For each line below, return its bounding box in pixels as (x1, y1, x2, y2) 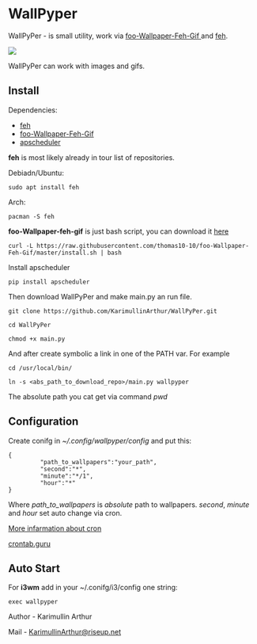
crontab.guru (8, 539, 51, 548)
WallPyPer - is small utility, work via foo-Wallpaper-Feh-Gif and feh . (8, 31, 228, 40)
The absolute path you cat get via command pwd (8, 391, 168, 401)
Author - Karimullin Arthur (8, 612, 93, 622)
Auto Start (8, 562, 61, 575)
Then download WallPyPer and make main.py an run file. (8, 292, 192, 301)
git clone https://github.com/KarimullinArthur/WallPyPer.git (8, 307, 217, 315)
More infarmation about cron (8, 524, 102, 533)
